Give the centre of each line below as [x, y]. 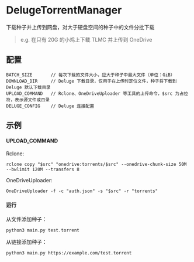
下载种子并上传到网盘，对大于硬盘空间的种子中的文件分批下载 [80, 27]
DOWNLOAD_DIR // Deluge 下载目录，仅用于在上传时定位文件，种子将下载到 [91, 81]
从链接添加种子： [27, 241]
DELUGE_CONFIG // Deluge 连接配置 [50, 106]
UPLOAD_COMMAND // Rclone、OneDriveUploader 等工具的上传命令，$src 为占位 [97, 93]
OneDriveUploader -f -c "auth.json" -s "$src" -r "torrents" [82, 191]
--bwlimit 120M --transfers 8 [43, 170]
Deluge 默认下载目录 [28, 87]
